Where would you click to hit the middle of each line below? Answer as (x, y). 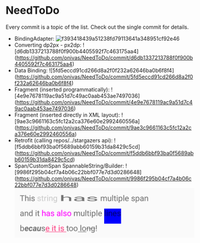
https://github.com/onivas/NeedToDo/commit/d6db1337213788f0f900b (105, 57)
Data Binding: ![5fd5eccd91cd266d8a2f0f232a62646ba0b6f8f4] (94, 70)
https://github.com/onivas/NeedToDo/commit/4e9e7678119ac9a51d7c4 (104, 102)
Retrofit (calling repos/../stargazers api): (63, 140)
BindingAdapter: (34, 38)
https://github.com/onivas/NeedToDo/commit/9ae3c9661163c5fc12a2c (104, 127)
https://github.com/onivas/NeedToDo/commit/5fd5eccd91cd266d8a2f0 (105, 77)
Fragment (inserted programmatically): (62, 89)
